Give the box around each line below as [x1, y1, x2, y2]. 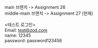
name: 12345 [4, 32, 31, 38]
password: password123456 [4, 38, 62, 43]
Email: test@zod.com [4, 27, 48, 33]
